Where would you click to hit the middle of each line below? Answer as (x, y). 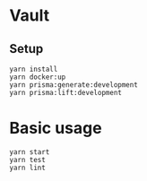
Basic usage (56, 129)
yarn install (34, 69)
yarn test (28, 159)
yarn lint (28, 168)
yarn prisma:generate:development (74, 85)
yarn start (30, 152)
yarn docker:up (38, 77)
